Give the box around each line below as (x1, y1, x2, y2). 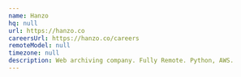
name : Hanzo (8, 11, 49, 20)
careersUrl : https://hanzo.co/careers (8, 34, 140, 43)
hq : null (8, 19, 38, 27)
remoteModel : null (8, 42, 71, 50)
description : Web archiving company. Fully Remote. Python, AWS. (8, 57, 234, 65)
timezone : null (8, 49, 60, 57)
